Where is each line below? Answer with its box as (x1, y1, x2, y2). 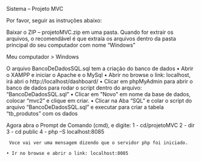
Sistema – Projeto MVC (6, 5, 64, 12)
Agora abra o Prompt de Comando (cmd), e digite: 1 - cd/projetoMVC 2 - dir (6, 122, 195, 129)
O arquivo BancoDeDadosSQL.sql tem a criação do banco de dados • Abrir (6, 65, 194, 72)
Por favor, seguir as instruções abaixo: (6, 17, 102, 24)
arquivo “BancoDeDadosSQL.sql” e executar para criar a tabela (6, 103, 164, 111)
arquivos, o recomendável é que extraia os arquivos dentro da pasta (6, 35, 177, 42)
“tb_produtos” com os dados (6, 110, 78, 117)
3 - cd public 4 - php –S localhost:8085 (6, 128, 105, 135)
